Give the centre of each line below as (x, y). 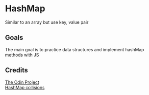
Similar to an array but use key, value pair (47, 22)
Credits (17, 70)
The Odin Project (22, 82)
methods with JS (22, 55)
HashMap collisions (25, 87)
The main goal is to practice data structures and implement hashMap (75, 49)
